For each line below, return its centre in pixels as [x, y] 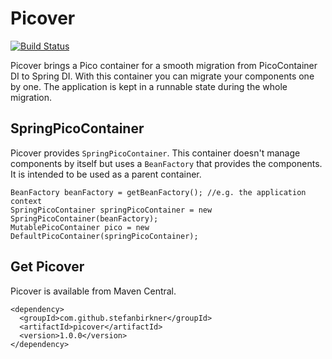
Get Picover [47, 267]
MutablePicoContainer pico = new [80, 227]
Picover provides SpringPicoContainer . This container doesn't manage [155, 153]
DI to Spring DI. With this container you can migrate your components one [162, 76]
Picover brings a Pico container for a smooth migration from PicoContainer [164, 65]
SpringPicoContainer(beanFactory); [84, 218]
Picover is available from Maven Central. [93, 291]
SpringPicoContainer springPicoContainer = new [111, 210]
